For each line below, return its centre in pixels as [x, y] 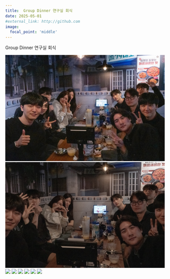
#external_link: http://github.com [43, 21]
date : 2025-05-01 [24, 16]
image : [12, 27]
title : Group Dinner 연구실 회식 [39, 11]
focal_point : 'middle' [34, 32]
